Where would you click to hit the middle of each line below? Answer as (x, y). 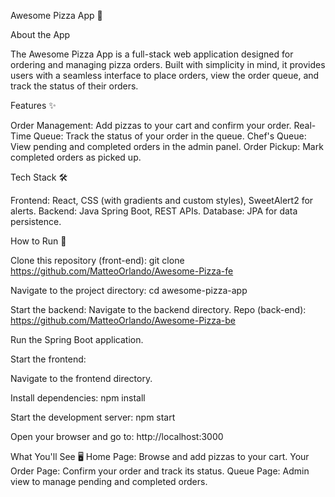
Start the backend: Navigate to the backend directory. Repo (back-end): (158, 309)
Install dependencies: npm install (78, 398)
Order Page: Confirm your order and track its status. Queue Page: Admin (160, 471)
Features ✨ (33, 105)
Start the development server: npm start (93, 417)
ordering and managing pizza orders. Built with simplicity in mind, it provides (168, 64)
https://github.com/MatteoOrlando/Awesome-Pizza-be (123, 320)
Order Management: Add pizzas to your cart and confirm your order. (151, 125)
